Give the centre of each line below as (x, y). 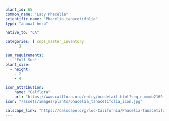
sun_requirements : (24, 55)
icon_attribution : (24, 88)
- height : (20, 69)
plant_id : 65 (19, 10)
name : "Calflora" (32, 92)
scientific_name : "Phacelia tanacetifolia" (52, 19)
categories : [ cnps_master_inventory (45, 42)
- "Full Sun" (23, 60)
